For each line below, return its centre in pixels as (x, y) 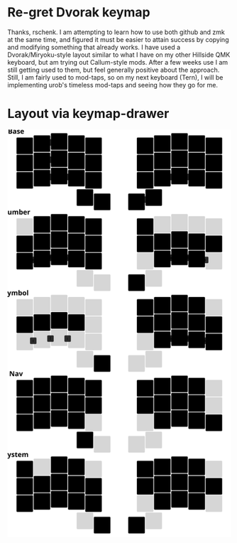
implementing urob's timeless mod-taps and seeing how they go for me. (113, 85)
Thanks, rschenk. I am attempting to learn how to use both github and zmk (116, 32)
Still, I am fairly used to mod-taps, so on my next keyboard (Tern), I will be (115, 77)
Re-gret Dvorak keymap (79, 12)
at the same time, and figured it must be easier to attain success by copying (118, 39)
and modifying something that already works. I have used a (94, 47)
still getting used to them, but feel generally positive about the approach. (114, 70)
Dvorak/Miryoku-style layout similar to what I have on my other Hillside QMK (119, 55)
